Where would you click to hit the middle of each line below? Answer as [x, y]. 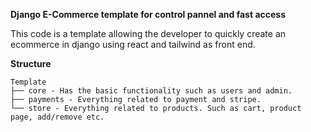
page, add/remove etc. [57, 117]
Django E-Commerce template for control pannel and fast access [148, 14]
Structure [31, 63]
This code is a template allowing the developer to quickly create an [148, 33]
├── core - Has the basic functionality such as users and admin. [151, 91]
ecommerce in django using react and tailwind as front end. [133, 44]
